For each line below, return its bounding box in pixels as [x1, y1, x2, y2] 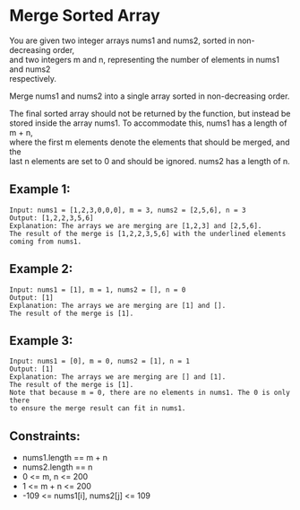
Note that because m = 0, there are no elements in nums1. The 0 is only [9, 388, 291, 398]
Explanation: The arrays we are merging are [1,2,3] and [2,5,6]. [9, 221, 262, 230]
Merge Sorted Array [9, 5, 161, 26]
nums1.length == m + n [21, 453, 108, 463]
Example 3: [9, 333, 73, 348]
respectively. [9, 73, 56, 84]
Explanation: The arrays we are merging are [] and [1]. [9, 373, 227, 382]
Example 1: [9, 181, 71, 198]
